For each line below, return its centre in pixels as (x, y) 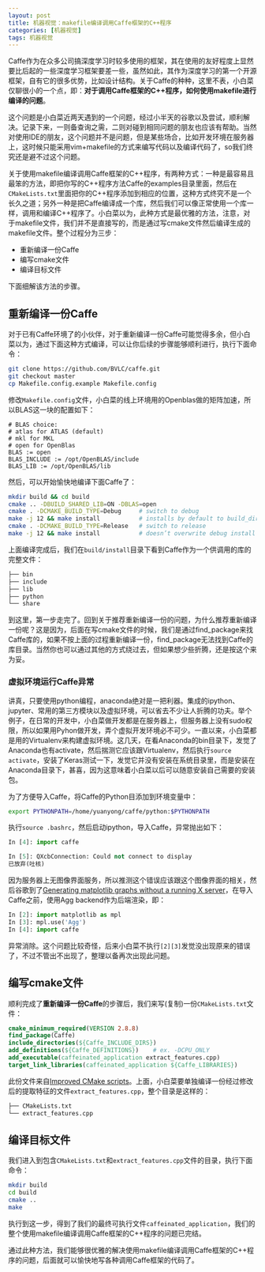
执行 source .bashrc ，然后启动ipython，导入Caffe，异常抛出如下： (116, 828)
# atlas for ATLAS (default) (56, 432)
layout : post (30, 15)
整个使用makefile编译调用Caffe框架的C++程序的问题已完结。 (107, 1233)
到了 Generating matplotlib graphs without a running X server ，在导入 (141, 890)
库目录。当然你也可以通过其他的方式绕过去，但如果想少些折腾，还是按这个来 (132, 650)
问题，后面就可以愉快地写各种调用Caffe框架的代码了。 (110, 1260)
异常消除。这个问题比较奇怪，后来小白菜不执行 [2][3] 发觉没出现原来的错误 (129, 946)
